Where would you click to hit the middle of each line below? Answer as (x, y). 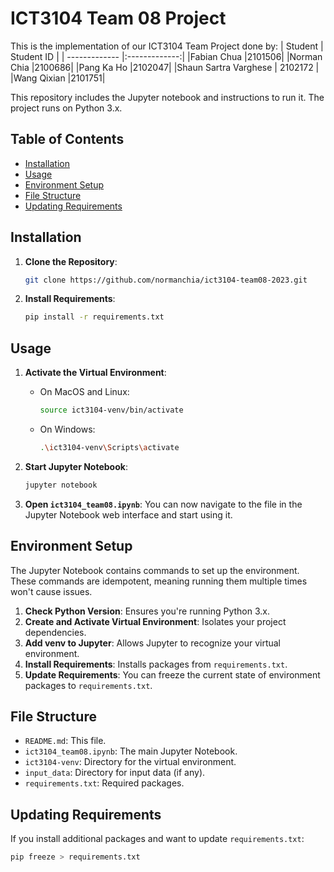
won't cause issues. (51, 591)
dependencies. (55, 632)
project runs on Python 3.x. (66, 108)
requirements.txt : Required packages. (104, 783)
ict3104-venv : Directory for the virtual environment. (130, 762)
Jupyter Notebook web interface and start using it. (128, 514)
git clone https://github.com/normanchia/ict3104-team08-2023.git (166, 280)
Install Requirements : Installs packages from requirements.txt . (156, 664)
